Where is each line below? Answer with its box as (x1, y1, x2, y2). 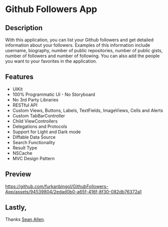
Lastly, (5, 203, 27, 212)
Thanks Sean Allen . (5, 216, 45, 222)
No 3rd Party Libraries (12, 96, 59, 102)
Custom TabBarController (12, 112, 65, 119)
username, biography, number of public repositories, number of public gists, (5, 48, 163, 53)
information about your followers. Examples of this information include (5, 42, 150, 48)
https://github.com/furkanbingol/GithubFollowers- (5, 183, 109, 189)
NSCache (12, 150, 33, 156)
